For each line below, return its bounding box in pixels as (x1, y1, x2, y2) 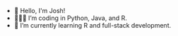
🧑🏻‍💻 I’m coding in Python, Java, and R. (13, 14, 127, 22)
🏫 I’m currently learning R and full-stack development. (13, 21, 172, 29)
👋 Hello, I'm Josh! (13, 7, 66, 15)
